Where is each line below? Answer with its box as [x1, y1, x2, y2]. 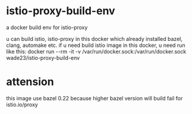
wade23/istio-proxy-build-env [6, 54, 80, 61]
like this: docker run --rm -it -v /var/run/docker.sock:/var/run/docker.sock [6, 47, 187, 55]
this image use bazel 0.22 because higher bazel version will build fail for [6, 94, 183, 102]
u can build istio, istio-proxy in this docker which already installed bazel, [6, 35, 183, 42]
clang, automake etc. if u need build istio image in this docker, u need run [6, 42, 185, 49]
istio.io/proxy [6, 101, 39, 108]
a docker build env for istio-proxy [6, 24, 88, 31]
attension [6, 75, 55, 88]
